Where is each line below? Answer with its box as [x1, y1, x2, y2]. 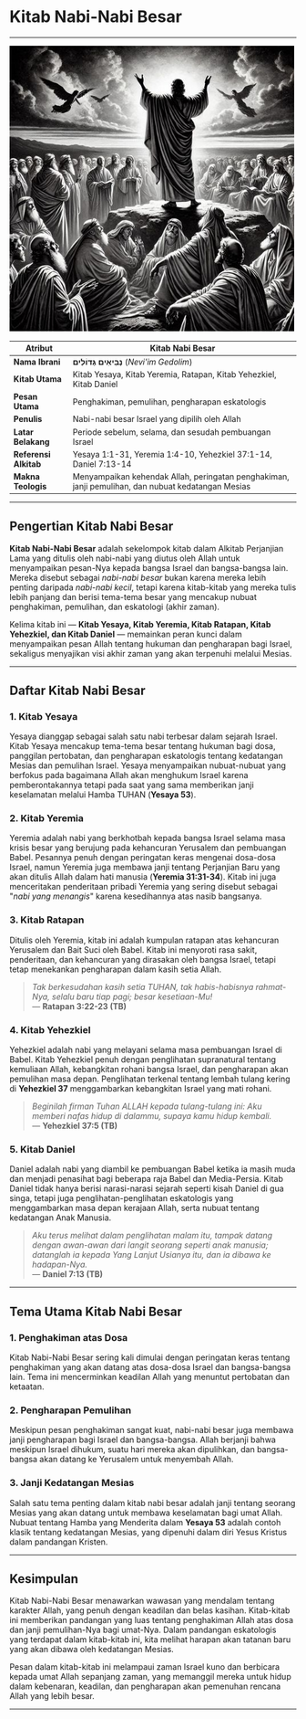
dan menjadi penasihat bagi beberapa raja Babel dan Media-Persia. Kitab [9, 1174, 284, 1185]
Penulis [13, 414, 43, 425]
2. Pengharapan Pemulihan [9, 1404, 132, 1417]
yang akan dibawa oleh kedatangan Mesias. [9, 1644, 175, 1655]
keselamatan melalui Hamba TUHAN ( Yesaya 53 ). [9, 789, 197, 800]
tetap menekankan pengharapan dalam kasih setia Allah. [9, 964, 222, 975]
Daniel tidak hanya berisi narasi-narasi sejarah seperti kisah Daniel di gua [9, 1183, 284, 1194]
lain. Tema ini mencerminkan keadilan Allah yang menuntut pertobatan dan [9, 1372, 290, 1383]
